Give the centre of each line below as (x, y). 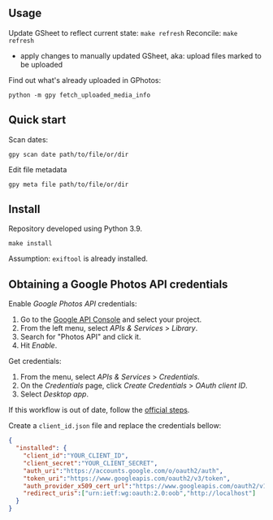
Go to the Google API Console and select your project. (111, 319)
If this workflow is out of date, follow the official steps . (99, 410)
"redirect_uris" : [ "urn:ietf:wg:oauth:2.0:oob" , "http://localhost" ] (139, 494)
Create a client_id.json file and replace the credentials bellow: (115, 426)
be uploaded (41, 64)
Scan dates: (28, 139)
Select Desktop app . (54, 394)
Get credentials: (35, 362)
